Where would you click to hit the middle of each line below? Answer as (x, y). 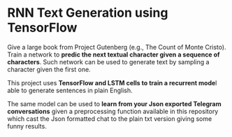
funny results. (27, 126)
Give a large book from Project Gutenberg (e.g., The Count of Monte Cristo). (117, 47)
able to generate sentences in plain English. (70, 90)
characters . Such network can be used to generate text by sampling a (108, 62)
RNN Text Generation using (88, 13)
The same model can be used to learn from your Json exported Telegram (114, 103)
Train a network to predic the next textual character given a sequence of (114, 55)
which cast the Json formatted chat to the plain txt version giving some (110, 118)
